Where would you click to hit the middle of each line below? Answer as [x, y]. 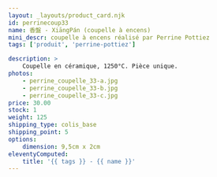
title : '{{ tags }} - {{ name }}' [79, 161]
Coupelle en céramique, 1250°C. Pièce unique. [100, 66]
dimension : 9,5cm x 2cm [62, 146]
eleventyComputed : [38, 154]
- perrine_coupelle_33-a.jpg [70, 81]
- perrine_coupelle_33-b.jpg [70, 88]
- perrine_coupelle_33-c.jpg [70, 95]
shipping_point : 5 [38, 132]
